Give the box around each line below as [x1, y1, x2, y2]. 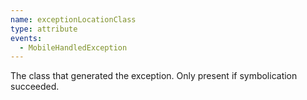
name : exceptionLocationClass [10, 14, 137, 25]
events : [10, 33, 43, 43]
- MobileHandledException [19, 42, 128, 53]
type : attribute [10, 24, 78, 34]
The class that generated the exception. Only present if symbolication [10, 70, 298, 82]
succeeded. [10, 81, 60, 93]
